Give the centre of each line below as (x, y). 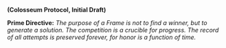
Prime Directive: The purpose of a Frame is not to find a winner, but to (107, 23)
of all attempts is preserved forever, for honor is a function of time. (102, 37)
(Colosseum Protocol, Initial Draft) (57, 10)
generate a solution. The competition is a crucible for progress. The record (113, 30)
